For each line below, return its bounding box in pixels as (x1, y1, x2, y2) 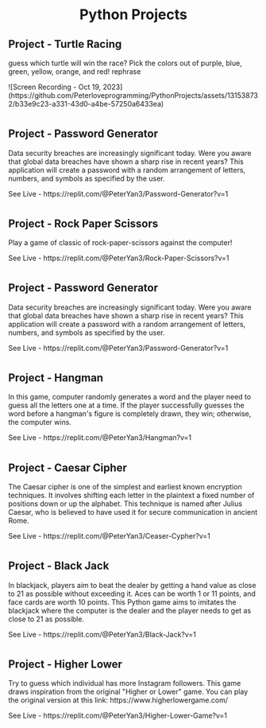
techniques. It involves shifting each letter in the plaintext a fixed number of (8, 491, 255, 500)
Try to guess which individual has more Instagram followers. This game (8, 679, 241, 688)
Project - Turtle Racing (8, 37, 122, 51)
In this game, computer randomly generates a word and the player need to (8, 392, 252, 402)
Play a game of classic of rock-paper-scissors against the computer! (8, 238, 233, 247)
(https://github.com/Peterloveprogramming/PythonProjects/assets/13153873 (8, 91, 258, 100)
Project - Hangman (8, 372, 104, 385)
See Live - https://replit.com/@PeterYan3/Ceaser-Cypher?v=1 (8, 531, 210, 541)
